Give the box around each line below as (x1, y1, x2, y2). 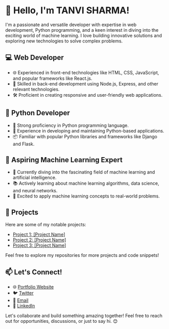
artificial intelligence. (12, 174, 57, 181)
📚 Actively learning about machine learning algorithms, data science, (12, 180, 159, 186)
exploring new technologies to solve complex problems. (5, 38, 123, 44)
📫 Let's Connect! (5, 268, 62, 276)
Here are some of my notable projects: (5, 222, 86, 228)
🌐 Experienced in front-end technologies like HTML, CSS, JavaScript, (12, 69, 159, 76)
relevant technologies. (12, 86, 60, 92)
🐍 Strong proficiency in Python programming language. (12, 122, 129, 128)
